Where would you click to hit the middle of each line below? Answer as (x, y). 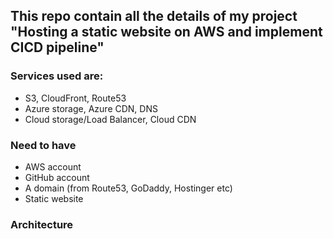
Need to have (43, 145)
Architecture (42, 224)
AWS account (53, 166)
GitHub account (57, 177)
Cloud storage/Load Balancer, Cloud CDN (110, 119)
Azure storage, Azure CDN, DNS (91, 108)
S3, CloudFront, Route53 (75, 98)
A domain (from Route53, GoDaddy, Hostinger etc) (128, 188)
